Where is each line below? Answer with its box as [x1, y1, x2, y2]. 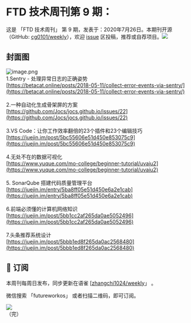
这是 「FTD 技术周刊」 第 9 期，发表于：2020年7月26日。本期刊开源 [6, 26, 172, 33]
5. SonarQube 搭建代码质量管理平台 [6, 179, 93, 186]
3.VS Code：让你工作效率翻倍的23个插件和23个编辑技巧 [6, 127, 143, 134]
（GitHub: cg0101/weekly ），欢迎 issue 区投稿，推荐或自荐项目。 [6, 33, 163, 40]
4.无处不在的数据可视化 [6, 153, 63, 160]
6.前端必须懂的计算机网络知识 [6, 205, 78, 212]
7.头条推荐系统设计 [6, 231, 52, 238]
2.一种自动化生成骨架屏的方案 [6, 101, 78, 108]
